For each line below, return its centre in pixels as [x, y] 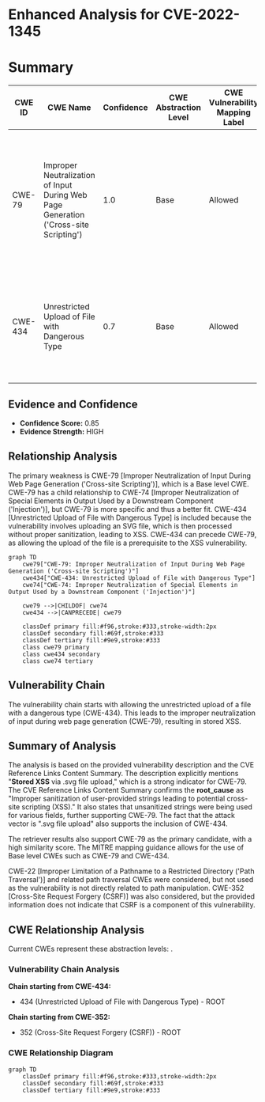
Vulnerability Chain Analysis [64, 969]
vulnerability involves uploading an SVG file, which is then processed [120, 526]
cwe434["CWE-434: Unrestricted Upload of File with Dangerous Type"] [139, 578]
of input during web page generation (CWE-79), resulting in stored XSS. [125, 721]
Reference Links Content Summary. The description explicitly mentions [123, 774]
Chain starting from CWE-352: [59, 1017]
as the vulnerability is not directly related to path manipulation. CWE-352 [126, 888]
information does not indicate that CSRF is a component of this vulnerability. [132, 905]
